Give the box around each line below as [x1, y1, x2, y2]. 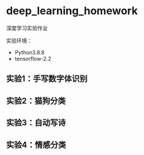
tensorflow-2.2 [14, 55, 52, 62]
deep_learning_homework [6, 4, 138, 18]
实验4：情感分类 [6, 140, 66, 150]
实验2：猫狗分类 [6, 96, 66, 106]
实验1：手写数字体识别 [6, 74, 88, 84]
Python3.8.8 [14, 49, 45, 56]
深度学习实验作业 [6, 24, 48, 31]
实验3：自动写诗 [6, 118, 66, 128]
